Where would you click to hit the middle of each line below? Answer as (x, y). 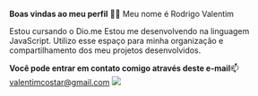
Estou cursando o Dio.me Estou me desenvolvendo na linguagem (129, 31)
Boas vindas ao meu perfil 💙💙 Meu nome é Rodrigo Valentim (122, 14)
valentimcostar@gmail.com (60, 82)
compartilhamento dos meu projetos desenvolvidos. (105, 50)
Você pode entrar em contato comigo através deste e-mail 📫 (124, 68)
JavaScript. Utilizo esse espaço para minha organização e (116, 41)
